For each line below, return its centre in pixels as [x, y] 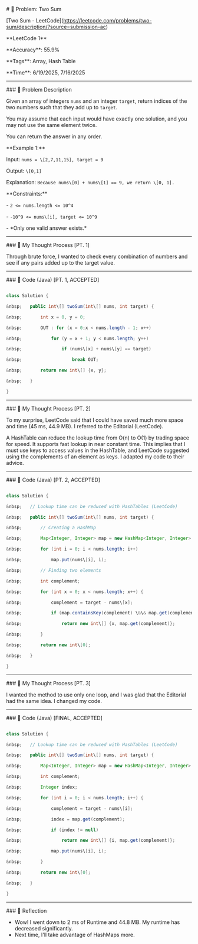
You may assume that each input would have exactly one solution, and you [97, 119]
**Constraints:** [27, 194]
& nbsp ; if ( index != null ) [52, 830]
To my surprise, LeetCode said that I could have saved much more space [95, 420]
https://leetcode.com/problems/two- [107, 20]
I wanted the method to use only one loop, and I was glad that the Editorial [96, 695]
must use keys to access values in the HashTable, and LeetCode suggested [98, 450]
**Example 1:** [26, 148]
